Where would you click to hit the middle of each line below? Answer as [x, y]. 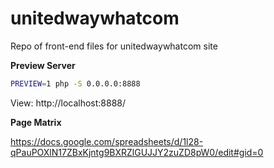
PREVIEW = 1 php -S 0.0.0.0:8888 [75, 83]
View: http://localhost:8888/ [68, 103]
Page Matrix [36, 122]
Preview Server [43, 65]
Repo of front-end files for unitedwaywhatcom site [114, 46]
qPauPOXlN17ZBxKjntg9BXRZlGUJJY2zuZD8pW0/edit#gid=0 [137, 152]
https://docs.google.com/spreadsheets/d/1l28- [107, 141]
